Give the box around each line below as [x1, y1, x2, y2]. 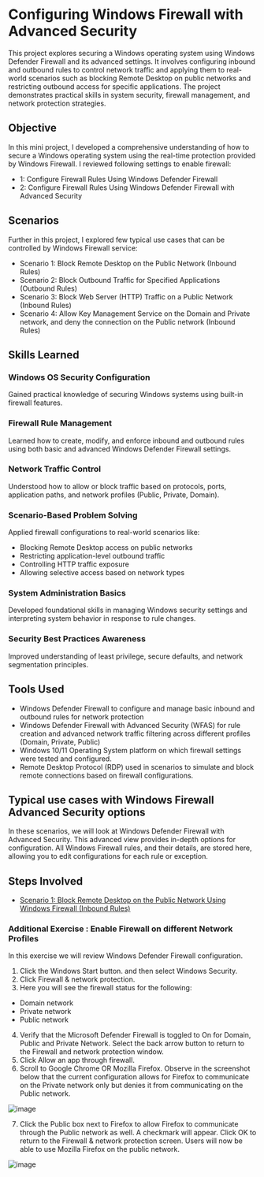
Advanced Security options [8, 805, 146, 819]
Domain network [19, 998, 74, 1008]
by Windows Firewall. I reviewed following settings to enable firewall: [8, 159, 232, 169]
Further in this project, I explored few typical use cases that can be [8, 235, 225, 244]
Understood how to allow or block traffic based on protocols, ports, [8, 481, 227, 491]
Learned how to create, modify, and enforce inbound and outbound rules [8, 436, 245, 445]
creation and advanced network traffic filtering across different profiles [19, 729, 251, 738]
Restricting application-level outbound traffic [19, 551, 165, 561]
